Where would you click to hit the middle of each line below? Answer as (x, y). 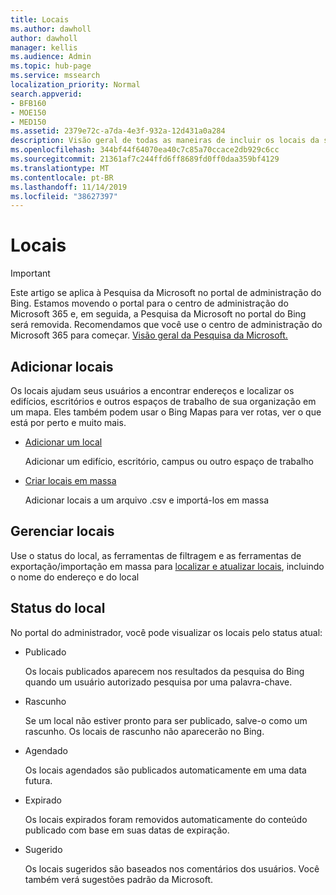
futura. (38, 780)
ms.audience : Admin (51, 57)
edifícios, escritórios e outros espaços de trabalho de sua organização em (163, 401)
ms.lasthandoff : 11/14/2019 (69, 187)
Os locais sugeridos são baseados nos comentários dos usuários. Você (172, 868)
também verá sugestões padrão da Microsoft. (119, 879)
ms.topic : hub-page (51, 66)
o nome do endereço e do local (75, 577)
